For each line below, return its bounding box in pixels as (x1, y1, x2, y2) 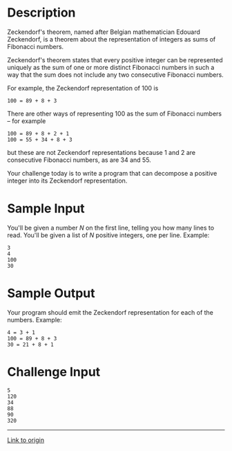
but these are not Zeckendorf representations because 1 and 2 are (7, 148, 195, 156)
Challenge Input (7, 365, 101, 380)
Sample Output (7, 286, 95, 302)
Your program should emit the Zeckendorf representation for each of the (7, 308, 214, 316)
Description (7, 5, 76, 21)
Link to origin (7, 436, 45, 444)
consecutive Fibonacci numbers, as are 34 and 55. (7, 156, 152, 164)
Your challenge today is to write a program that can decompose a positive (7, 169, 217, 177)
